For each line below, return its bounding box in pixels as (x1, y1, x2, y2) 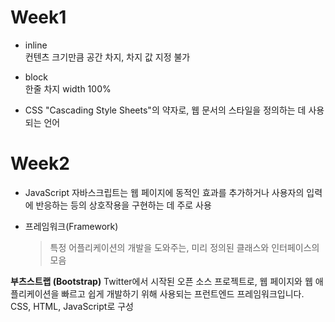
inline (24, 39, 48, 51)
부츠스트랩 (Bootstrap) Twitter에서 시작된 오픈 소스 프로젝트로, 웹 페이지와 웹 (10, 275, 313, 287)
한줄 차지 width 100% (24, 82, 112, 95)
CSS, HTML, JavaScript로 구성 (10, 300, 134, 312)
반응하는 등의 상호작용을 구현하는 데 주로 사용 (35, 199, 212, 211)
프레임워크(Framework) (24, 220, 119, 232)
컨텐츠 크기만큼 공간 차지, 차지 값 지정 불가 (24, 51, 191, 63)
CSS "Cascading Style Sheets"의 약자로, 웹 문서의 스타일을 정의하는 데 (24, 104, 307, 116)
